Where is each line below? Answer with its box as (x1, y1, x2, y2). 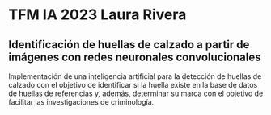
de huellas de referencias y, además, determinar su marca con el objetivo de (8, 88, 264, 98)
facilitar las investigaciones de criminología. (8, 97, 155, 106)
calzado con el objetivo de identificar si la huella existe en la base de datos (8, 80, 258, 89)
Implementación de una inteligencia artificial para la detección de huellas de (8, 72, 262, 81)
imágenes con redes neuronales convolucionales (8, 50, 261, 64)
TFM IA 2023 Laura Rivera (8, 6, 187, 24)
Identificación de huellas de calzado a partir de (8, 38, 250, 51)
